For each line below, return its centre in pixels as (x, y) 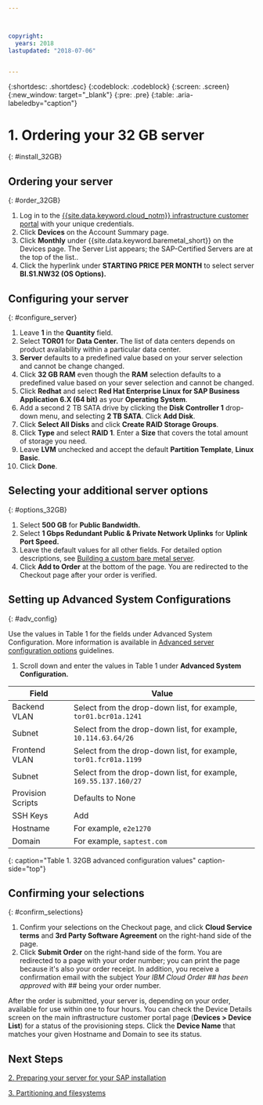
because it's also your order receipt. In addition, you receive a (119, 969)
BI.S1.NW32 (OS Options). (63, 274)
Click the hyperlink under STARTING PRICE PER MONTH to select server (137, 266)
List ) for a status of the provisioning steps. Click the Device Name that (122, 1026)
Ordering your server (61, 181)
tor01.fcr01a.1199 (108, 759)
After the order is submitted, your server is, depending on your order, (119, 1001)
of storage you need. (53, 441)
